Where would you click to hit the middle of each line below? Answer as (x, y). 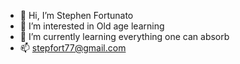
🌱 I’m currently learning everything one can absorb (124, 36)
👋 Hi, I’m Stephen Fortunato (76, 15)
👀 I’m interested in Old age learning (92, 26)
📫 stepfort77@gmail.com (73, 48)
